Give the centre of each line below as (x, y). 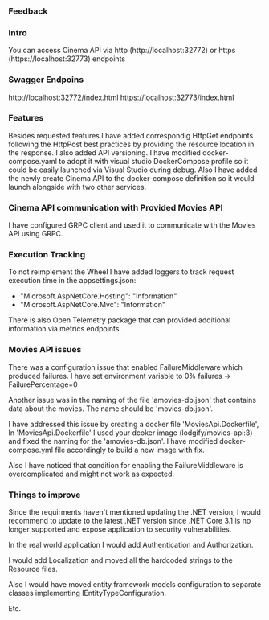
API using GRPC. (36, 234)
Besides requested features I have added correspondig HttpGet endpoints (131, 135)
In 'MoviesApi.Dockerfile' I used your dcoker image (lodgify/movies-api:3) (130, 433)
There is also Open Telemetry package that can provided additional (120, 320)
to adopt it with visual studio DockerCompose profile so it (154, 161)
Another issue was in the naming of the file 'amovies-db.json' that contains (132, 400)
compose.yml (31, 450)
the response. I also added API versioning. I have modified (104, 152)
